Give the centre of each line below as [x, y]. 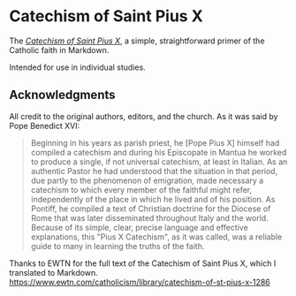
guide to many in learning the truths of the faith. [118, 246]
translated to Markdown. [54, 272]
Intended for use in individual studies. [77, 67]
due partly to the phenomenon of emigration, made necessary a [147, 180]
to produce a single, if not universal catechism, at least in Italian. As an [159, 162]
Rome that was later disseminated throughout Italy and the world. [150, 217]
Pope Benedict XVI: [45, 125]
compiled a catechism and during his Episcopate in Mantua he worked [159, 152]
